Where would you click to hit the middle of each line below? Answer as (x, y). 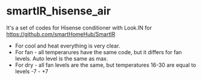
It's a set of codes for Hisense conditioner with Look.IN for (79, 28)
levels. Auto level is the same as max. (61, 58)
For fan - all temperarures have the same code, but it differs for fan (99, 52)
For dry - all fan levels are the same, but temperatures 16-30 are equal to (106, 65)
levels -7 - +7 (31, 71)
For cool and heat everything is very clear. (67, 46)
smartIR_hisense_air (59, 11)
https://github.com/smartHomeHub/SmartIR (61, 34)
